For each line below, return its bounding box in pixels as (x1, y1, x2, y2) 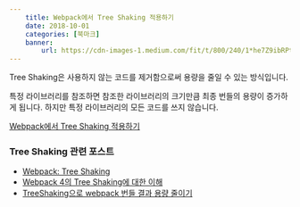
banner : (25, 37, 54, 47)
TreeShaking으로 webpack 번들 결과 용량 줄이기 (21, 188, 194, 199)
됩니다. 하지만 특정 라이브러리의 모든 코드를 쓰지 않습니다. (18, 102, 219, 112)
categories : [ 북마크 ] (25, 29, 100, 38)
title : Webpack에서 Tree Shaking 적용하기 (25, 12, 174, 22)
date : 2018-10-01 (25, 21, 90, 30)
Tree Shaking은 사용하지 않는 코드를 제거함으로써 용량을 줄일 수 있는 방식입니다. (9, 72, 288, 83)
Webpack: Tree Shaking (21, 166, 111, 177)
